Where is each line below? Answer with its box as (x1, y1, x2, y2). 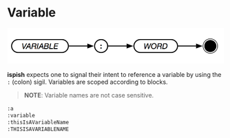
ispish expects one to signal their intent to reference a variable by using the (7, 71, 222, 79)
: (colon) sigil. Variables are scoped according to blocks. (7, 78, 168, 87)
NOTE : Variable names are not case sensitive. (23, 91, 154, 100)
